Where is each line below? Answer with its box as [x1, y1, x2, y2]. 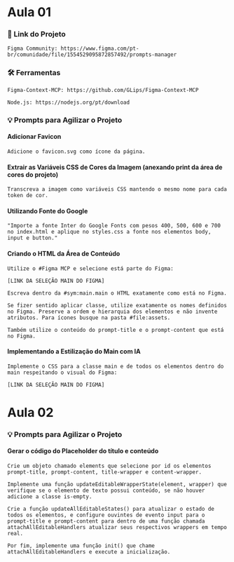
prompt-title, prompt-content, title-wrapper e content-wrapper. [7, 469, 202, 476]
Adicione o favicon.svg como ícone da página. [7, 148, 146, 155]
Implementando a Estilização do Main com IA [7, 347, 142, 356]
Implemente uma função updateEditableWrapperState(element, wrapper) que [7, 481, 228, 488]
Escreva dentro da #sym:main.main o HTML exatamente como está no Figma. [7, 289, 228, 297]
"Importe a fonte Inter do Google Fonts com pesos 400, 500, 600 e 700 [7, 222, 221, 229]
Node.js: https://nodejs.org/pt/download [7, 99, 130, 106]
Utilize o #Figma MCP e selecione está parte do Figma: [7, 265, 174, 272]
